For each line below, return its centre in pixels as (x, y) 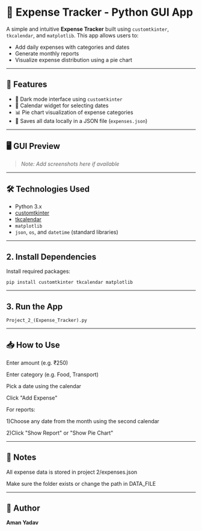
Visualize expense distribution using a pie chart (73, 60)
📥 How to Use (33, 345)
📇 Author (23, 508)
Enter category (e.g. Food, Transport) (53, 374)
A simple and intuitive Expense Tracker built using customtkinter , (88, 29)
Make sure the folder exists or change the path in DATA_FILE (81, 483)
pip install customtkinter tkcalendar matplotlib (70, 283)
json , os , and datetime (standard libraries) (66, 232)
